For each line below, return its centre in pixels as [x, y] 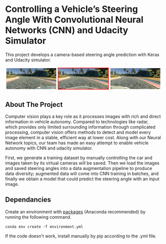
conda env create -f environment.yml [44, 227]
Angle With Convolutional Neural [74, 20]
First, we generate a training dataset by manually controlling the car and [79, 158]
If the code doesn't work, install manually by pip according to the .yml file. [81, 236]
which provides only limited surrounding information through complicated [80, 127]
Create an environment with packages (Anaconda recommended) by [75, 212]
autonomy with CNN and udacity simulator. [49, 148]
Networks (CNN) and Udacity [67, 30]
